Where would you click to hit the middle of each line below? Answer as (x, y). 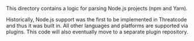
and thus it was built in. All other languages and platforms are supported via (97, 26)
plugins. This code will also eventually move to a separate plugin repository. (97, 32)
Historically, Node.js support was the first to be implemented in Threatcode (96, 19)
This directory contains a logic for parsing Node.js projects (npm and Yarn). (97, 8)
